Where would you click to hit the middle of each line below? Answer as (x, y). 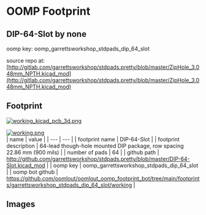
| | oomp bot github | (32, 172)
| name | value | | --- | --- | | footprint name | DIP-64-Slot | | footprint (93, 139)
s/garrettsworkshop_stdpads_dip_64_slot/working (69, 185)
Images (21, 204)
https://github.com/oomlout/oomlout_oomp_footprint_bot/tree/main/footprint (103, 178)
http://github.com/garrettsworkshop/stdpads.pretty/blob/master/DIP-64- (98, 158)
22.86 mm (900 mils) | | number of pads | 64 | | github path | (83, 152)
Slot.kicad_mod (26, 165)
